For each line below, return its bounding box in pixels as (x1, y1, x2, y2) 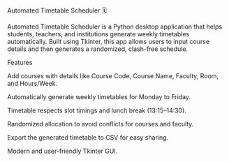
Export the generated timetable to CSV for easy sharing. (7, 133, 169, 142)
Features (7, 59, 33, 66)
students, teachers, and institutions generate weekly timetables (7, 30, 190, 38)
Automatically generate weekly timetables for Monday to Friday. (7, 93, 191, 101)
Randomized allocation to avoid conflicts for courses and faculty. (7, 120, 194, 128)
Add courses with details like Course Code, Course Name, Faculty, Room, (7, 72, 219, 80)
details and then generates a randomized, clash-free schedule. (7, 45, 189, 53)
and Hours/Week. (7, 80, 58, 87)
